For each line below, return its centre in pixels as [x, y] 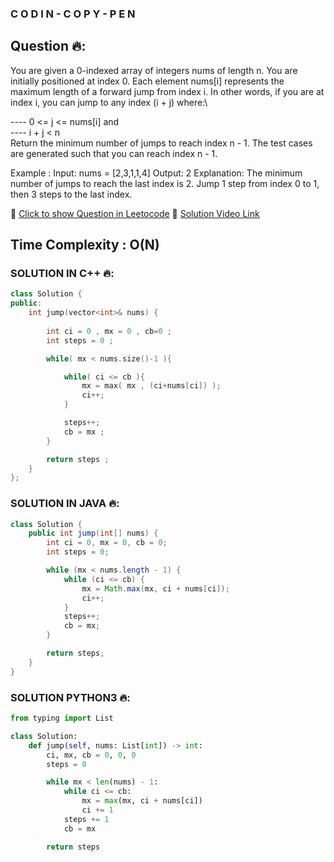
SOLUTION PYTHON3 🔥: [70, 697]
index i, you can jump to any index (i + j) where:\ [109, 102]
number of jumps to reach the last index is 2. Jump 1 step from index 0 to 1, [165, 183]
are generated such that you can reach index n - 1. [114, 153]
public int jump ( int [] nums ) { [93, 533]
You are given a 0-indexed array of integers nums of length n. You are [154, 70]
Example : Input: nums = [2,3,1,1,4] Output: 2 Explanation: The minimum [156, 173]
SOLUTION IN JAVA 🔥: [65, 504]
